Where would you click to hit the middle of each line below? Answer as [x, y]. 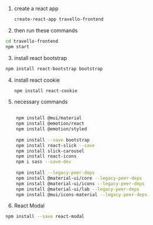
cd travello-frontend [32, 41]
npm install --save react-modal [45, 217]
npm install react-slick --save [55, 145]
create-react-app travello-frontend [59, 19]
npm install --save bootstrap [53, 140]
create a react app [36, 9]
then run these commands [46, 30]
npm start [18, 46]
